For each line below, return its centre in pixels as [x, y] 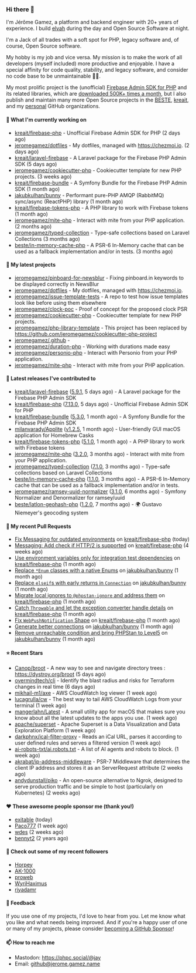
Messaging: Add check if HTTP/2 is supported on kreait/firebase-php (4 [102, 546]
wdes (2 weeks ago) [39, 832]
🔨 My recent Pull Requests [39, 526]
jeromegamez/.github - [42, 340]
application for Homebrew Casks [54, 435]
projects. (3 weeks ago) [43, 176]
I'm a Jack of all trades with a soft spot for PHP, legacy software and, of [93, 40]
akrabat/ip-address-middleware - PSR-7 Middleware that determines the [102, 762]
